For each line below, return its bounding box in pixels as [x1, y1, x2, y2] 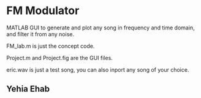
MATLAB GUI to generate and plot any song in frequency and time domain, [6, 24, 195, 31]
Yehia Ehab [6, 84, 50, 94]
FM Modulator [6, 4, 80, 18]
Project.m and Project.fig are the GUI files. [6, 54, 113, 61]
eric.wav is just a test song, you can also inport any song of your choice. [6, 66, 189, 73]
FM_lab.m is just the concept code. [6, 42, 95, 50]
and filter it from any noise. [6, 30, 75, 37]
